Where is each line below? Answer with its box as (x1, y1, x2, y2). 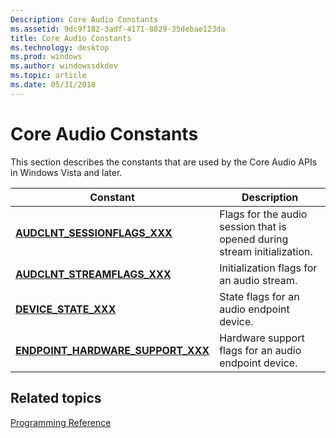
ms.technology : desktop (10, 42, 110, 53)
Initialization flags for (219, 261, 318, 275)
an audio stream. (219, 273, 298, 287)
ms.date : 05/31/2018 (10, 80, 97, 90)
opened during (219, 232, 289, 246)
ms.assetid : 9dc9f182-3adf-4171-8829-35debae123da (10, 24, 226, 34)
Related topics (10, 390, 102, 407)
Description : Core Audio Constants (10, 14, 159, 25)
